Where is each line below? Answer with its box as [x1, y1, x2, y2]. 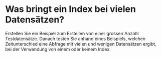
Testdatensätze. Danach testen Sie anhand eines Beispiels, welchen [5, 36, 146, 42]
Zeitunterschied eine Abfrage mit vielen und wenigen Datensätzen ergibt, [5, 41, 156, 47]
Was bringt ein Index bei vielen [5, 3, 136, 15]
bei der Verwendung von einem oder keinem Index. [5, 46, 111, 52]
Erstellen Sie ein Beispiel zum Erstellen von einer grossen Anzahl [5, 30, 139, 36]
